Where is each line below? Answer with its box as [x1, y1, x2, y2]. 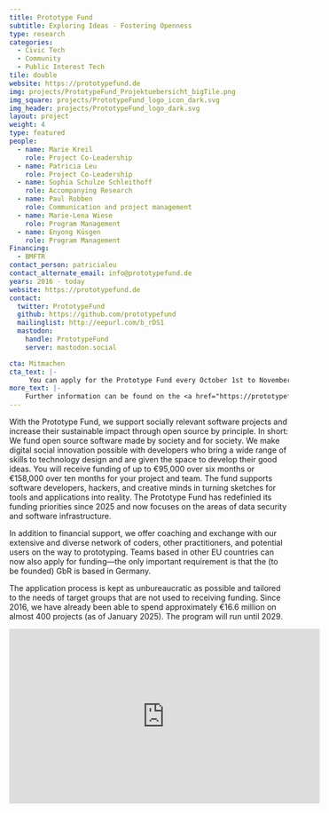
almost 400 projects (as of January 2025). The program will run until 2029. [9, 612, 284, 621]
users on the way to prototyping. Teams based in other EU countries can [9, 547, 275, 557]
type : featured [9, 129, 66, 138]
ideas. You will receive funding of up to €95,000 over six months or [9, 463, 255, 474]
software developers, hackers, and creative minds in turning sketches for [9, 483, 277, 493]
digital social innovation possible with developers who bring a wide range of [9, 445, 286, 455]
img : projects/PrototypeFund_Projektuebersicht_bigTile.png [9, 87, 237, 96]
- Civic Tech [17, 46, 66, 55]
